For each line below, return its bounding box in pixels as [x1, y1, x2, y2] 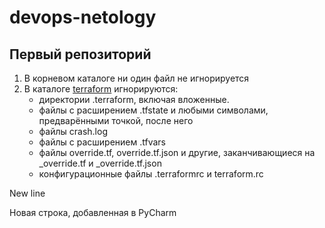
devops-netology [9, 6, 157, 29]
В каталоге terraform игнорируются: [23, 83, 179, 95]
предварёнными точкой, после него [38, 115, 194, 126]
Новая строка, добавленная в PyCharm [9, 207, 177, 218]
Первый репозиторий [9, 46, 152, 63]
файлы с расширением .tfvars [38, 136, 166, 148]
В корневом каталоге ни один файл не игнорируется [23, 72, 250, 84]
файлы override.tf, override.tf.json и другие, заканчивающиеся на [38, 147, 316, 158]
